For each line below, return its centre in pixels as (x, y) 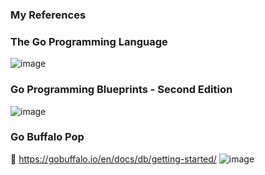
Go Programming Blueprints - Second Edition (121, 90)
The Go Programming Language (89, 41)
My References (48, 15)
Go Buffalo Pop (47, 137)
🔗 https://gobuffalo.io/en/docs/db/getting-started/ (113, 159)
